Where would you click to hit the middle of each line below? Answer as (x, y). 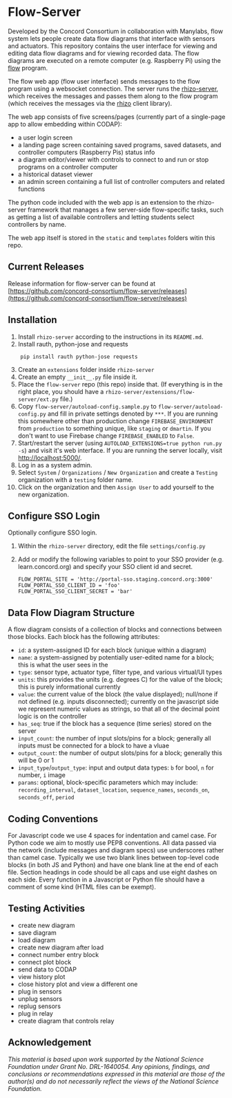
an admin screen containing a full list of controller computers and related (121, 181)
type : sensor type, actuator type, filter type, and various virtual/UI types (120, 672)
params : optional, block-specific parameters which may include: (108, 783)
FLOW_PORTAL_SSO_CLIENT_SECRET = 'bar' (75, 592)
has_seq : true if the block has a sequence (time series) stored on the (115, 724)
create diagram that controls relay (66, 1021)
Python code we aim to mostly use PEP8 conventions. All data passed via (112, 843)
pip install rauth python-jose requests (79, 357)
